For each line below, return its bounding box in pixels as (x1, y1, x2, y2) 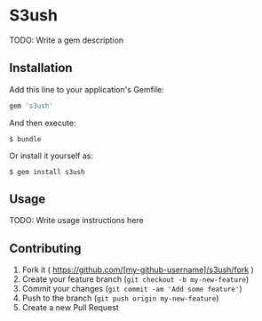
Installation (9, 60, 73, 76)
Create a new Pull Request (21, 302, 120, 313)
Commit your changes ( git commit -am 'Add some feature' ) (21, 284, 242, 294)
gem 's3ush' (9, 101, 53, 110)
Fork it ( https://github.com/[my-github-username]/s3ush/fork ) (21, 264, 255, 276)
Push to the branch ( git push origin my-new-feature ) (21, 293, 219, 303)
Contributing (9, 241, 82, 256)
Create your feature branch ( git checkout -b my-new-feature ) (21, 274, 250, 285)
